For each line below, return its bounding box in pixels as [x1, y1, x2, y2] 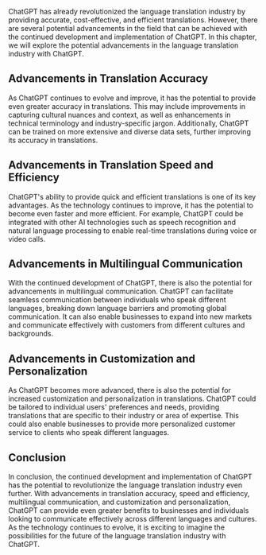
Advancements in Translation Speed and [8, 158, 214, 172]
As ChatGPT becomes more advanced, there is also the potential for [8, 386, 232, 395]
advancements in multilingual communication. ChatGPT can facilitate [8, 286, 233, 297]
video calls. [8, 234, 46, 243]
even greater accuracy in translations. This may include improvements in [8, 101, 246, 111]
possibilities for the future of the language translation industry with [8, 531, 226, 541]
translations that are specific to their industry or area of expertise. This [8, 411, 240, 421]
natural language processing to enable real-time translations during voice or [8, 226, 257, 235]
